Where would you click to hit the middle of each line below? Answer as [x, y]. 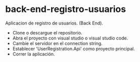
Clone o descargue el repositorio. [47, 32]
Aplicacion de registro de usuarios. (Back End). [54, 23]
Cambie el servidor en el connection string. [57, 43]
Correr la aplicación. [34, 54]
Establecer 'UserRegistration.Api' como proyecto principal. [74, 48]
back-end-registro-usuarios [66, 9]
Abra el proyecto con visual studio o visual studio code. [70, 38]
